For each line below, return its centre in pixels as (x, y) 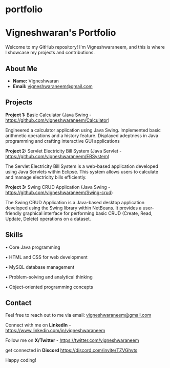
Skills (14, 235)
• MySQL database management (40, 267)
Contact (18, 303)
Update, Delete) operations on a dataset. (48, 219)
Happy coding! (21, 360)
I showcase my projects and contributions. (50, 53)
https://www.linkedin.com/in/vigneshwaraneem (55, 331)
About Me (21, 68)
